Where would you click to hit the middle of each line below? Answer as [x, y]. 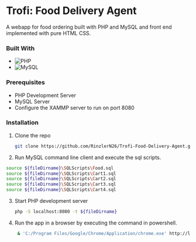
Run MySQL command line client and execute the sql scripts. [88, 157]
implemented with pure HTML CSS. [49, 33]
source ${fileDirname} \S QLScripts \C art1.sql [61, 174]
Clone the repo [32, 135]
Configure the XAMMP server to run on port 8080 [74, 108]
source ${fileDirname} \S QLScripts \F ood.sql [60, 168]
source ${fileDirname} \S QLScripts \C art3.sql [61, 184]
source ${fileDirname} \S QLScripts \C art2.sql [61, 179]
